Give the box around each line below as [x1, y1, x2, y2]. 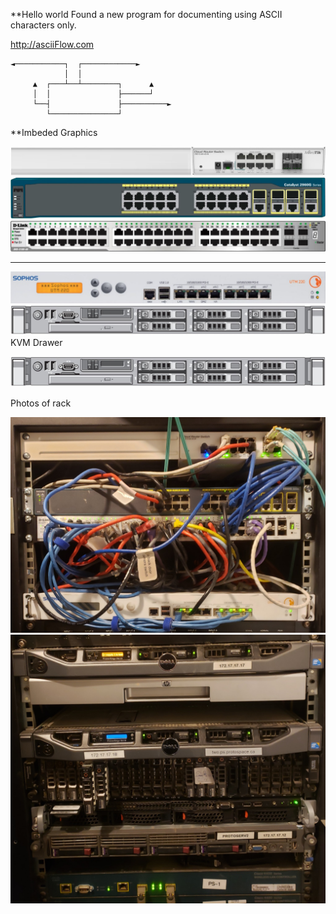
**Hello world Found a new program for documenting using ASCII [10, 9, 283, 20]
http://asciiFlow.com [10, 39, 95, 50]
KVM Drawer [10, 337, 63, 349]
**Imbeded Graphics [10, 127, 98, 138]
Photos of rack [10, 397, 72, 409]
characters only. [10, 19, 77, 31]
